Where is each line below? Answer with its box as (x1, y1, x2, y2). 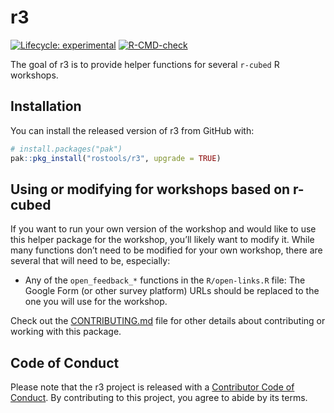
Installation (10, 98, 82, 115)
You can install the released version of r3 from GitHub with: (10, 124, 255, 136)
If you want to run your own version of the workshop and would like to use (10, 223, 317, 235)
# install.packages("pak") (10, 144, 123, 154)
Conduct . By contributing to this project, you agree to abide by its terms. (10, 392, 308, 404)
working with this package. (10, 326, 122, 338)
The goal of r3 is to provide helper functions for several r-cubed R (10, 58, 280, 70)
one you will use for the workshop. (24, 296, 168, 308)
